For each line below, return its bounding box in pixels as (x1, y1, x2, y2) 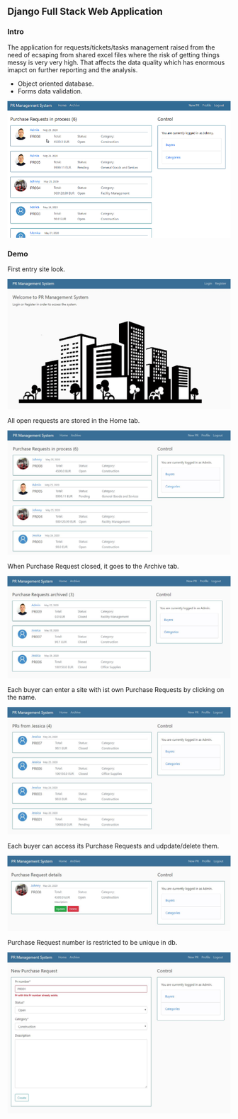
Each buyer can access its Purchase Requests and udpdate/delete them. (7, 841, 220, 850)
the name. (7, 693, 37, 702)
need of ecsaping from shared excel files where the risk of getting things (7, 50, 220, 59)
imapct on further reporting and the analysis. (7, 65, 138, 74)
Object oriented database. (17, 79, 94, 88)
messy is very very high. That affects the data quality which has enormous (7, 58, 225, 67)
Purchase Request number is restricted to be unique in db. (7, 938, 178, 946)
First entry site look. (7, 265, 66, 273)
